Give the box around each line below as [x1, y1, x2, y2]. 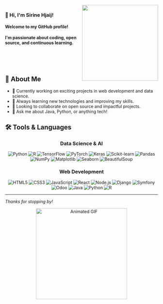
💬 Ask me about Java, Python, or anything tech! [12, 109, 108, 114]
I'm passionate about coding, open [5, 35, 77, 41]
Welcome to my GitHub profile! [5, 24, 69, 30]
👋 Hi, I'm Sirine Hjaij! [5, 12, 54, 18]
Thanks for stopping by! [5, 198, 53, 204]
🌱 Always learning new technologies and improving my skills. [12, 98, 134, 104]
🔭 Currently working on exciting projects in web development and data [12, 88, 153, 94]
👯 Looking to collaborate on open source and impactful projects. [12, 103, 141, 109]
